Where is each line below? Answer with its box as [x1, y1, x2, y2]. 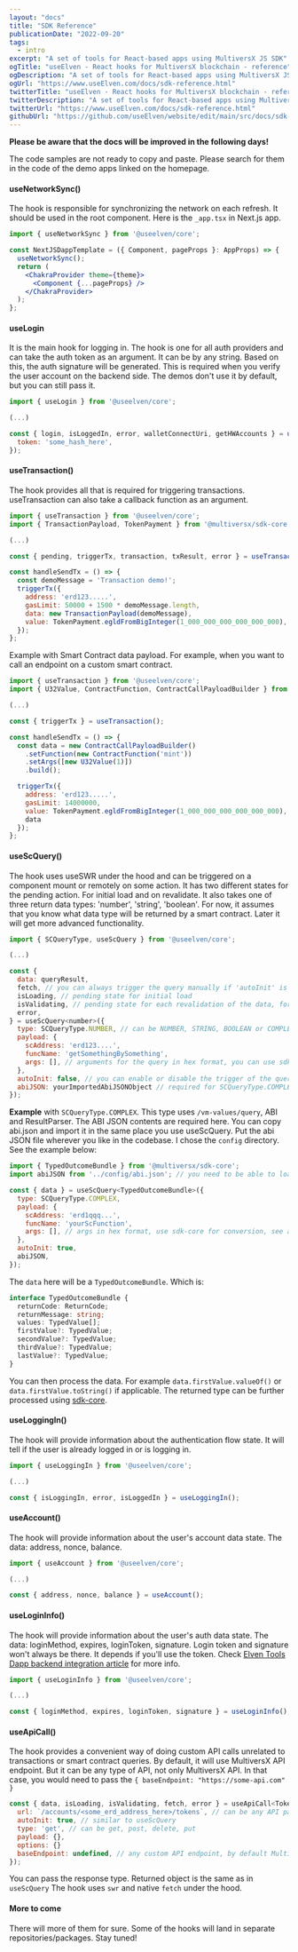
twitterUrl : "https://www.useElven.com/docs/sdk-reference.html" [9, 104, 255, 113]
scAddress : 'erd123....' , [25, 1041, 122, 1051]
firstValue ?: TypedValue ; [17, 1327, 114, 1336]
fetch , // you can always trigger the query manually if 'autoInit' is [17, 983, 288, 993]
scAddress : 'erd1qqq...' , [25, 1210, 122, 1219]
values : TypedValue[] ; [17, 1318, 101, 1328]
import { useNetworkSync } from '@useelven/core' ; [9, 230, 200, 239]
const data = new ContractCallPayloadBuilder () [17, 741, 197, 750]
